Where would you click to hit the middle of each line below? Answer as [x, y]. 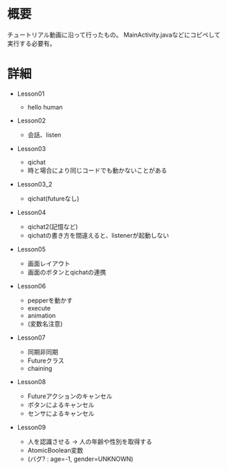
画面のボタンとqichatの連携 [67, 272]
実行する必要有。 [31, 43]
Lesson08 [31, 381]
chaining [40, 368]
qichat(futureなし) [53, 198]
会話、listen [44, 134]
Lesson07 [31, 338]
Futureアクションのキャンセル [70, 396]
